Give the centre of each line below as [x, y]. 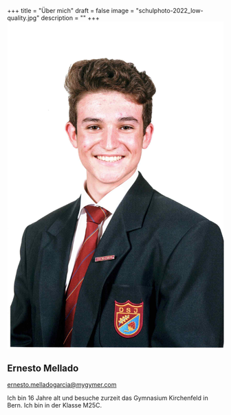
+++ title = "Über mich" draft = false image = [71, 11]
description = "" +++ [70, 18]
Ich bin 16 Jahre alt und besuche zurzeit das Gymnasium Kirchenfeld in [108, 398]
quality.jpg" [23, 18]
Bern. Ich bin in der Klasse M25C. [55, 405]
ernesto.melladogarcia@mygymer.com [62, 385]
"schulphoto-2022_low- [170, 11]
